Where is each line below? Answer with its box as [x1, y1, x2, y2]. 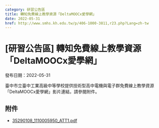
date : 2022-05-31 [5, 16, 40, 21]
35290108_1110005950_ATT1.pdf [12, 118, 77, 123]
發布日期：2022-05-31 [5, 73, 51, 78]
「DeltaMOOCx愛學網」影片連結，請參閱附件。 [5, 89, 100, 95]
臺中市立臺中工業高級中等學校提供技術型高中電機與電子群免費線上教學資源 [5, 83, 154, 89]
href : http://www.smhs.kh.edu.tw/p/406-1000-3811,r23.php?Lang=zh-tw [5, 20, 149, 26]
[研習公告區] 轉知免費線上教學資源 [5, 43, 141, 54]
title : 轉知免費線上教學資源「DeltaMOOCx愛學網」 [5, 12, 97, 17]
